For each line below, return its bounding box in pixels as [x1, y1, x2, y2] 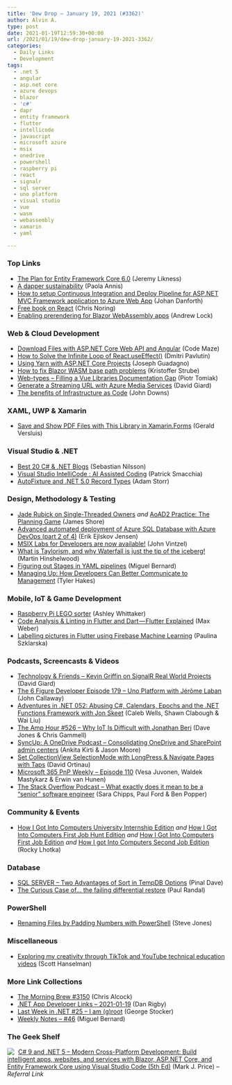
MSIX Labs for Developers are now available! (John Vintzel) [17, 539, 188, 548]
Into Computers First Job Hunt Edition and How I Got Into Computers [17, 830, 214, 839]
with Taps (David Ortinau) [17, 761, 91, 769]
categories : [7, 42, 42, 49]
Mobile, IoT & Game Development [7, 594, 122, 603]
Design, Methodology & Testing [7, 494, 116, 504]
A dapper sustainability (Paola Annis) [17, 282, 124, 290]
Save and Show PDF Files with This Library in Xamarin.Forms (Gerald [17, 421, 215, 430]
